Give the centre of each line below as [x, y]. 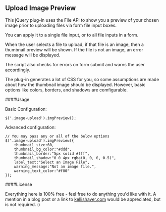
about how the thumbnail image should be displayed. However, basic [75, 85]
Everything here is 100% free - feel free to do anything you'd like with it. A [81, 194]
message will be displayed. [33, 55]
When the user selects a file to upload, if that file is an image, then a [75, 44]
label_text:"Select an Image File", [52, 162]
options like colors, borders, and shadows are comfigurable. [66, 90]
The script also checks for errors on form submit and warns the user [75, 64]
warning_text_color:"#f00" [42, 171]
